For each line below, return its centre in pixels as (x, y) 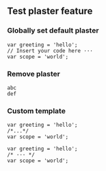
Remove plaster (34, 74)
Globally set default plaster (53, 31)
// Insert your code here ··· (50, 50)
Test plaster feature (50, 11)
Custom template (37, 110)
